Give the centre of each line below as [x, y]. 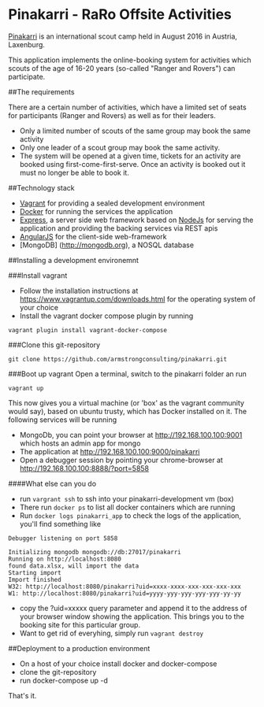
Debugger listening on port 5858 [63, 538]
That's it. [22, 695]
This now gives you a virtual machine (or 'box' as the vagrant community [126, 402]
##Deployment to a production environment [79, 648]
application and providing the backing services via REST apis [119, 228]
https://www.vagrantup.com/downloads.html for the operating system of [138, 299]
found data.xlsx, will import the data [74, 566]
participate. [27, 76]
